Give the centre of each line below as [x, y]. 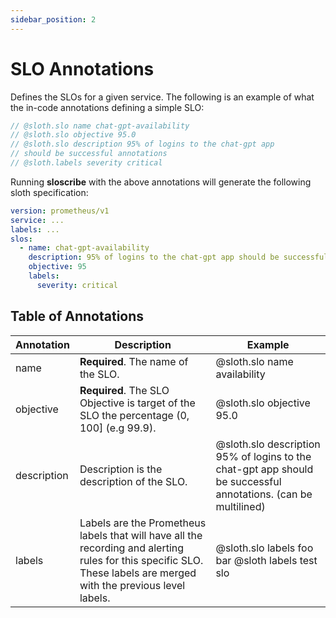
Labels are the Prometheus [143, 523]
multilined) [240, 506]
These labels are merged [138, 573]
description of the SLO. [133, 481]
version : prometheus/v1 [60, 211]
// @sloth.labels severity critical [86, 163]
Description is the [121, 469]
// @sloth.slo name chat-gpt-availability [100, 126]
